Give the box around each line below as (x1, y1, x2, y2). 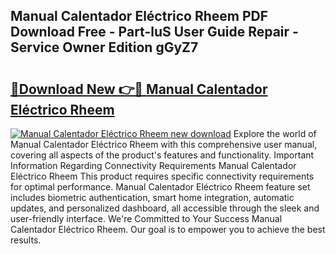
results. (10, 234, 42, 246)
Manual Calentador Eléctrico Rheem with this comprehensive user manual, (10, 139, 318, 150)
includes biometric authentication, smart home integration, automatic (10, 192, 295, 203)
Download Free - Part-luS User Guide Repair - (10, 24, 299, 41)
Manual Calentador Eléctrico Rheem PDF (10, 8, 269, 25)
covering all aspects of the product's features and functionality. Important (10, 149, 315, 161)
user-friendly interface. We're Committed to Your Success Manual (10, 213, 283, 224)
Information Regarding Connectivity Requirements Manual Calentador (10, 160, 297, 171)
